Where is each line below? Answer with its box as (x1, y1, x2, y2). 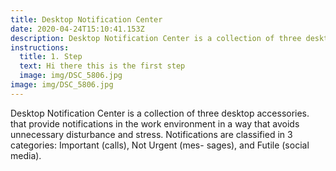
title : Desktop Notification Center (10, 14, 163, 25)
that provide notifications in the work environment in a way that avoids (10, 117, 300, 130)
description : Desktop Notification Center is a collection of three (10, 33, 302, 43)
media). (10, 149, 42, 161)
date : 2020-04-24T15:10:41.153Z (10, 24, 145, 34)
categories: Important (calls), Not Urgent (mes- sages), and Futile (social (10, 139, 310, 151)
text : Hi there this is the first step (19, 61, 186, 71)
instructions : (10, 42, 70, 53)
